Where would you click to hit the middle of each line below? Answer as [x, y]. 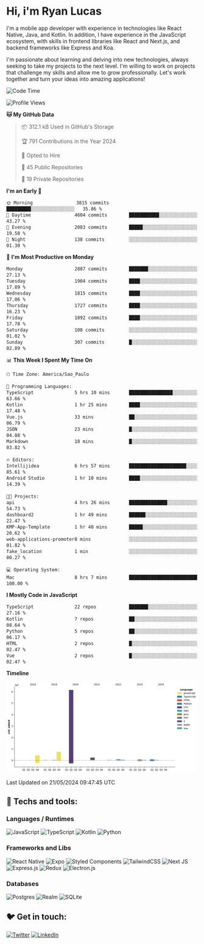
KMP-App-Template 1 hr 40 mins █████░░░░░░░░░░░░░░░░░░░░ [102, 527]
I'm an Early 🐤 [24, 191]
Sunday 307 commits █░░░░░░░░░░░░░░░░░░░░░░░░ [102, 342]
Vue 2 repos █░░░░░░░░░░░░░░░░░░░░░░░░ [102, 656]
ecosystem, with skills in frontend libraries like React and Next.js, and [93, 41]
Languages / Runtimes [40, 819]
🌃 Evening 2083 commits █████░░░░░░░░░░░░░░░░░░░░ [102, 227]
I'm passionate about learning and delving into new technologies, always [97, 59]
